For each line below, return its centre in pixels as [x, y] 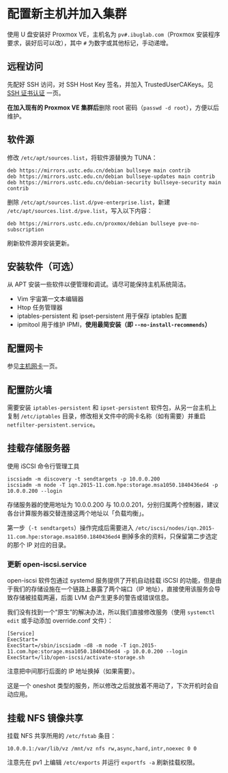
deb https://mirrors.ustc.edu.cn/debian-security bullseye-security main [114, 182]
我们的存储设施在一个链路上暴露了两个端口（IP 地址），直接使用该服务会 [114, 589]
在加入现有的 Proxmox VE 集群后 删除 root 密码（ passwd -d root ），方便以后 [113, 107]
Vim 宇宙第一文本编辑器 [50, 299]
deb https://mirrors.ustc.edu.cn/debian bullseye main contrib [99, 170]
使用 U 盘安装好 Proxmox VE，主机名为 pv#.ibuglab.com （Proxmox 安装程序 [114, 34]
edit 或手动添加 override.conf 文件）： [60, 621]
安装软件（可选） [43, 267]
